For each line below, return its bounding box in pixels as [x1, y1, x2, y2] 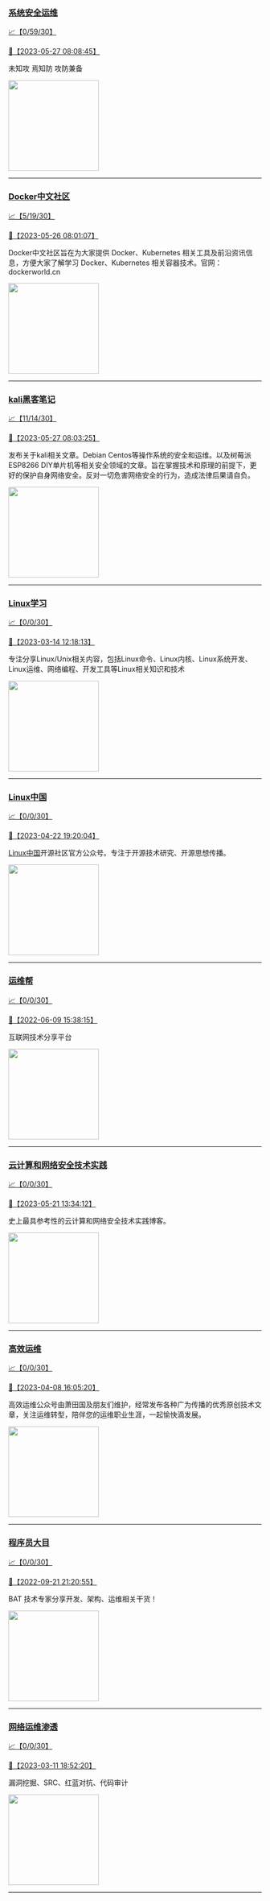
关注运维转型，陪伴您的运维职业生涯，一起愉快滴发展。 [22, 1410, 206, 1419]
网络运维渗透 [8, 1721, 59, 1733]
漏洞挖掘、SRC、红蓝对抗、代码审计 [8, 1778, 129, 1787]
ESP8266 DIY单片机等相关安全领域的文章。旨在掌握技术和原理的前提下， [8, 460, 251, 470]
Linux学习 [8, 598, 47, 609]
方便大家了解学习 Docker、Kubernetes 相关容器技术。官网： [22, 258, 223, 267]
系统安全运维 [8, 6, 59, 18]
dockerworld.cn [8, 267, 61, 276]
